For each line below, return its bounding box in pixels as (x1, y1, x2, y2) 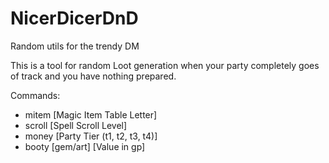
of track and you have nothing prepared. (10, 70, 177, 82)
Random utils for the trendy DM (10, 40, 140, 52)
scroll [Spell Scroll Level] (24, 119, 128, 131)
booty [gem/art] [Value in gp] (24, 140, 146, 152)
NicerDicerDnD (10, 7, 139, 30)
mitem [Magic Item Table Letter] (24, 108, 158, 121)
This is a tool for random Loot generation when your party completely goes (10, 59, 320, 71)
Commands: (10, 89, 61, 101)
